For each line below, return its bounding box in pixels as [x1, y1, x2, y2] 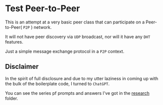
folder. [5, 95, 18, 101]
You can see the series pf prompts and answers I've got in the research [5, 90, 150, 96]
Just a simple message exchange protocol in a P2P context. [5, 48, 124, 54]
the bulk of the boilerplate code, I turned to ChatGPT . [5, 81, 110, 86]
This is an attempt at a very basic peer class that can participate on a [5, 19, 145, 25]
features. [5, 39, 24, 44]
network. [33, 24, 52, 30]
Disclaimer [5, 63, 39, 71]
